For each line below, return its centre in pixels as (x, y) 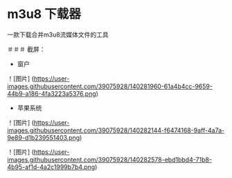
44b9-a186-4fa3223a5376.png (52, 93)
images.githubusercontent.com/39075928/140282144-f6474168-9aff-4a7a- (116, 130)
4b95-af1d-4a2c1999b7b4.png (51, 167)
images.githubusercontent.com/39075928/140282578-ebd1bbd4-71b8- (110, 159)
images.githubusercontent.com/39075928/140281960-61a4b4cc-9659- (110, 86)
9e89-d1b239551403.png (44, 137)
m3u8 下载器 (44, 14)
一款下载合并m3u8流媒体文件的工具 (58, 34)
